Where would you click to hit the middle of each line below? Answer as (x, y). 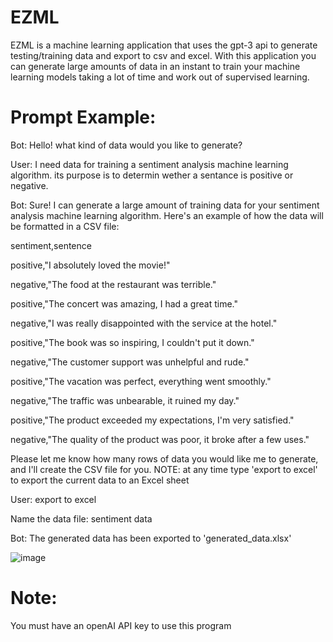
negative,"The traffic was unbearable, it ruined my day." (125, 400)
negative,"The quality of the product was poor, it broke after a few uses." (160, 439)
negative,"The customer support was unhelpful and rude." (130, 362)
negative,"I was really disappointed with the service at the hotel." (144, 323)
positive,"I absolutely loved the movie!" (90, 265)
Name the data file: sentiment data (81, 518)
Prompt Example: (83, 117)
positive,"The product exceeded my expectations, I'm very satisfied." (152, 420)
